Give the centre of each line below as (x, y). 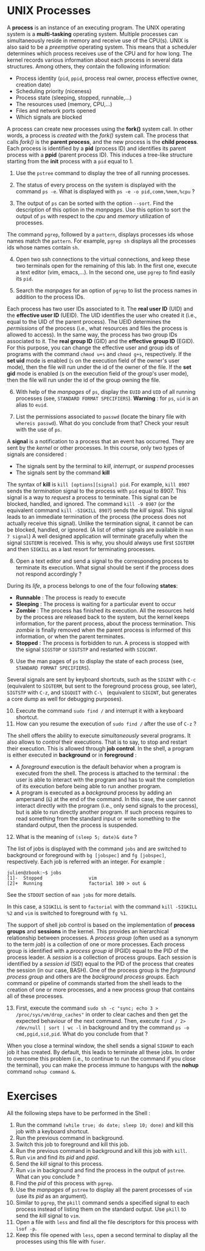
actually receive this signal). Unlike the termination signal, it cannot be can (100, 523)
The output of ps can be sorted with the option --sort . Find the (95, 203)
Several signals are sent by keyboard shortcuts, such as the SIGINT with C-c (102, 679)
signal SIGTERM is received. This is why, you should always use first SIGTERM (100, 543)
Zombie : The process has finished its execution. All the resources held (105, 610)
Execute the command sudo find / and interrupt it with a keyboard (99, 710)
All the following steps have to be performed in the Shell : (79, 1113)
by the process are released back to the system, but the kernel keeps (102, 617)
